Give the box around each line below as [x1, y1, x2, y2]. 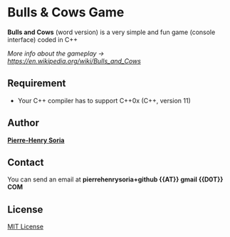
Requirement [7, 78, 66, 90]
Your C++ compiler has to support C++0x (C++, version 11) [17, 96, 191, 105]
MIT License [7, 222, 44, 231]
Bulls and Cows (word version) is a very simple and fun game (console [7, 28, 216, 36]
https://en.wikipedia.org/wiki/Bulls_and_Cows [7, 56, 141, 65]
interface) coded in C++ [7, 35, 78, 43]
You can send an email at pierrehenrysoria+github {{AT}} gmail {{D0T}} [7, 175, 224, 184]
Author [7, 117, 39, 129]
